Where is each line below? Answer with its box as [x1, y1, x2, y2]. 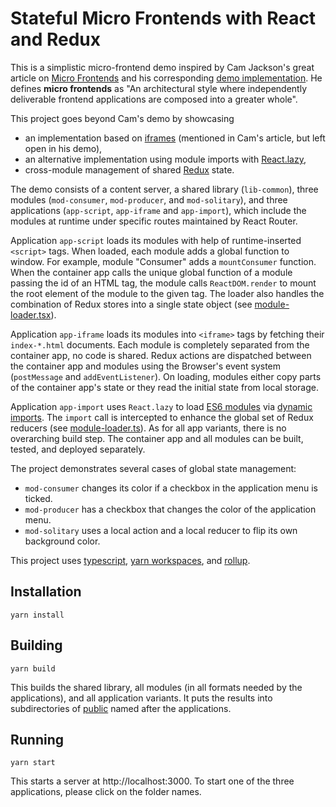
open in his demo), [24, 142, 103, 154]
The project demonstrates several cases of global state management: [10, 462, 297, 474]
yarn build [10, 663, 56, 674]
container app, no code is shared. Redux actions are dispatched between [10, 349, 312, 361]
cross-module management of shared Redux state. [24, 163, 235, 176]
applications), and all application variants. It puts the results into [10, 692, 273, 704]
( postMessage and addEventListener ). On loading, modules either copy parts [10, 370, 322, 382]
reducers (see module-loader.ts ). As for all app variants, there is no [10, 422, 287, 434]
